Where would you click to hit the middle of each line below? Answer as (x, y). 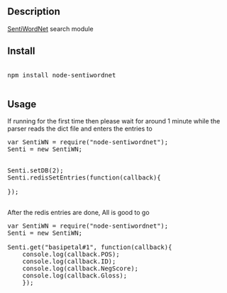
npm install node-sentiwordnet (62, 75)
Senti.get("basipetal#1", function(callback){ (90, 247)
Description (34, 12)
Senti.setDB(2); (35, 171)
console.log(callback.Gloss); (75, 276)
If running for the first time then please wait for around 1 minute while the (114, 121)
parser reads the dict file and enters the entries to (80, 129)
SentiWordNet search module (50, 28)
